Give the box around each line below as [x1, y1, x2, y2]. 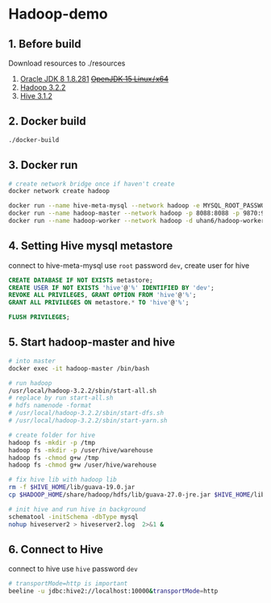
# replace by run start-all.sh [8, 394, 114, 402]
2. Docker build [8, 115, 86, 128]
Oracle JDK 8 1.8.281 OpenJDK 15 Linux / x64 [19, 74, 169, 83]
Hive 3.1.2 [19, 91, 52, 101]
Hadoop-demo [8, 5, 108, 23]
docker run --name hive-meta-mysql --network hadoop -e [8, 202, 200, 210]
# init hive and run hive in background [8, 505, 147, 513]
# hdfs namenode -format [8, 401, 92, 410]
